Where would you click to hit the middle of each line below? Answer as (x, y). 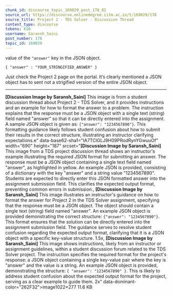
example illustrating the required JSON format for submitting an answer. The (86, 156)
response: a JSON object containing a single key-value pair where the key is (86, 260)
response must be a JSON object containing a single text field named (78, 162)
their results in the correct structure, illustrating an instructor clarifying (79, 135)
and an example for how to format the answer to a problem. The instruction (84, 107)
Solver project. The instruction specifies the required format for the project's (86, 254)
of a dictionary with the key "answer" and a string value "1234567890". (80, 173)
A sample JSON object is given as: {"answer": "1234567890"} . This (76, 124)
